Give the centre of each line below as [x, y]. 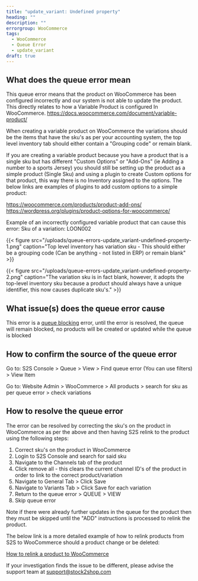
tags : [13, 34]
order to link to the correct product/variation [68, 475]
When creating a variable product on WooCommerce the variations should [97, 131]
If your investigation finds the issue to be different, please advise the [90, 565]
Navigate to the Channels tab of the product [68, 462]
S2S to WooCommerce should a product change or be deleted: [83, 542]
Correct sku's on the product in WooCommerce [73, 450]
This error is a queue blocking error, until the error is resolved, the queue [95, 323]
